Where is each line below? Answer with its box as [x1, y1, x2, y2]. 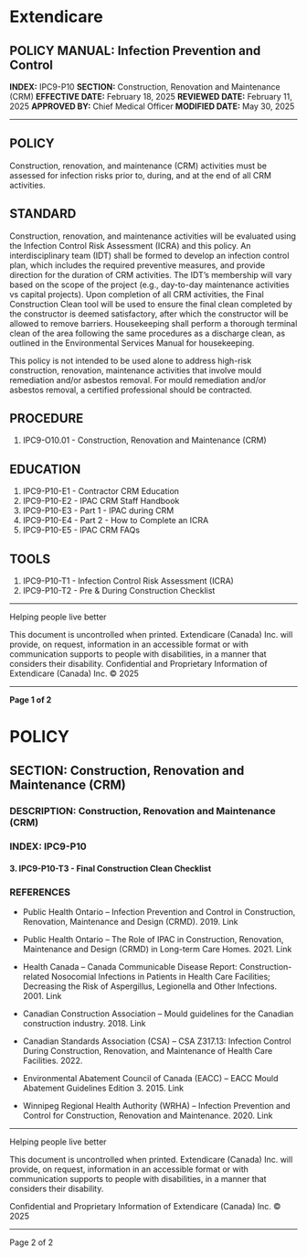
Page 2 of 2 [9, 1237, 54, 1248]
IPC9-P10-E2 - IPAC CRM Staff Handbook [22, 496, 180, 507]
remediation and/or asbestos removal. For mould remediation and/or [9, 374, 267, 385]
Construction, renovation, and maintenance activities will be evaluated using [9, 231, 297, 242]
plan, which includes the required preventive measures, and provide [9, 259, 266, 271]
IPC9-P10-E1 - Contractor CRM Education [22, 486, 180, 497]
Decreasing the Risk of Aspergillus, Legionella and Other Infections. [22, 981, 277, 992]
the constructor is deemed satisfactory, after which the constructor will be [9, 308, 289, 319]
